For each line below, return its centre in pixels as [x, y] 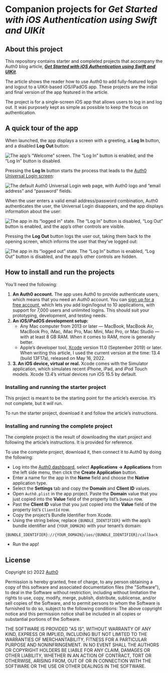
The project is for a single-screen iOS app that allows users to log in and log [83, 102]
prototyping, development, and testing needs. [59, 315]
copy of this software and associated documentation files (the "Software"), [83, 587]
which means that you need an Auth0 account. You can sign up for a [83, 299]
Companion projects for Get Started [81, 9]
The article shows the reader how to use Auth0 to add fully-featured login [81, 82]
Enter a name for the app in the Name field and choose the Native [81, 478]
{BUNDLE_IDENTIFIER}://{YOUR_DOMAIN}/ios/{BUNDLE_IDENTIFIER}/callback [81, 535]
